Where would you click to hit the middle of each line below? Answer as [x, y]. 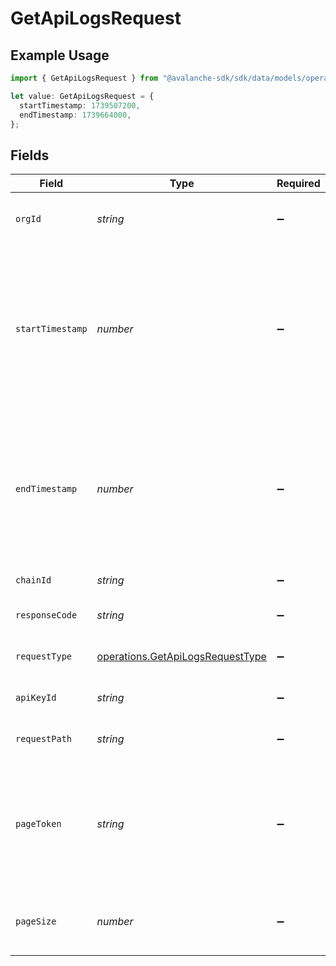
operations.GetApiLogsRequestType [181, 657]
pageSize [36, 921]
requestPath [44, 739]
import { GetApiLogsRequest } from [84, 78]
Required [298, 184]
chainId [33, 580]
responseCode [46, 615]
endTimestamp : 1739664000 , [75, 115]
